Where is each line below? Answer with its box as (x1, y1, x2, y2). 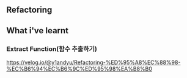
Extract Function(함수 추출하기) (6, 45, 98, 53)
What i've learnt (6, 25, 69, 36)
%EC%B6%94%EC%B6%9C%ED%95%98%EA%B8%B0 (6, 65, 153, 73)
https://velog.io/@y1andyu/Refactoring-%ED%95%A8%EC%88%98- (6, 59, 181, 66)
